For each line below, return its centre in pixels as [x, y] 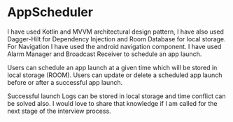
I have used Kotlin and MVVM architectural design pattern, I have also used [115, 32]
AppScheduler [50, 12]
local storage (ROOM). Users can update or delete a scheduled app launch [115, 75]
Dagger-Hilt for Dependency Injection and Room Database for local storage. [116, 39]
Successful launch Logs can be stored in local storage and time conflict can [116, 96]
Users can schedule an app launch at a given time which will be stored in [112, 67]
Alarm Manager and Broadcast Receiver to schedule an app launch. [105, 54]
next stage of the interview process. [59, 111]
